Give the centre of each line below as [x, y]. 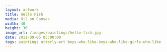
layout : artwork [22, 10]
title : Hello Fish [24, 14]
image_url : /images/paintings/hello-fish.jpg [53, 33]
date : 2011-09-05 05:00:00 [33, 38]
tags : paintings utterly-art [35, 42]
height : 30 [16, 28]
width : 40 [15, 24]
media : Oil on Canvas [28, 19]
